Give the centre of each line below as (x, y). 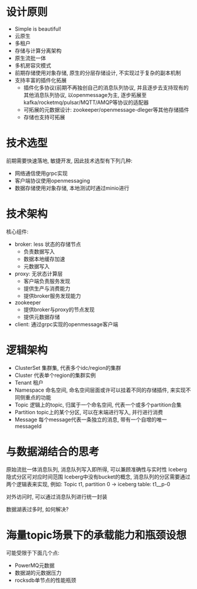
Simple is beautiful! (38, 29)
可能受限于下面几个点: (33, 552)
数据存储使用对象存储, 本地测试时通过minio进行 (72, 188)
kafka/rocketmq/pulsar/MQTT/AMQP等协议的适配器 (86, 102)
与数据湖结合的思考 (53, 452)
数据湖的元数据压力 (38, 572)
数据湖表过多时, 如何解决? (37, 509)
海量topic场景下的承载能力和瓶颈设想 (96, 535)
